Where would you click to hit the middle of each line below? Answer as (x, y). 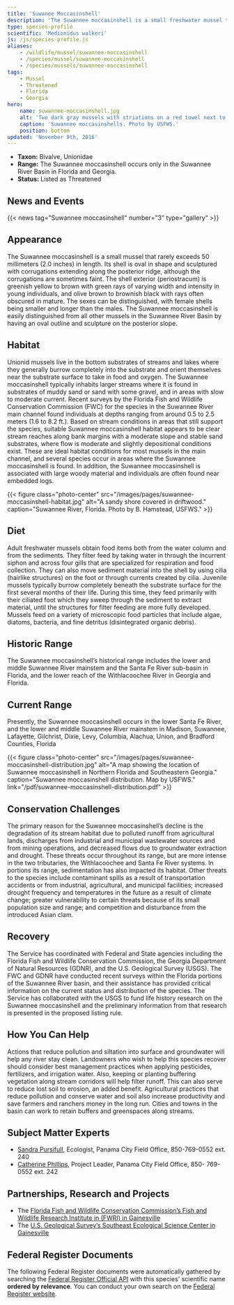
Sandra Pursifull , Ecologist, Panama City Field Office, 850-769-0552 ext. (122, 1149)
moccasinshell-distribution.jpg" (52, 765)
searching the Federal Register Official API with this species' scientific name (116, 1279)
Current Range (40, 704)
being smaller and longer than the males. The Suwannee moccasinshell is (112, 308)
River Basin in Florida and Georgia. (67, 172)
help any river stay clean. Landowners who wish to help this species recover (117, 1059)
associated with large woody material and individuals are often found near (113, 473)
